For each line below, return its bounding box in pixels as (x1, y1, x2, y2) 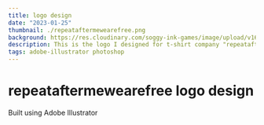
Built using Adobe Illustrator (8, 108, 98, 117)
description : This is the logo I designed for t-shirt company (8, 41, 220, 49)
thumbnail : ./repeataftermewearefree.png (8, 26, 146, 34)
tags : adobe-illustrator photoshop (8, 48, 125, 56)
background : (8, 33, 47, 42)
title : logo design (8, 11, 72, 20)
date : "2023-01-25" (8, 19, 72, 27)
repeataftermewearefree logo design (8, 82, 254, 100)
